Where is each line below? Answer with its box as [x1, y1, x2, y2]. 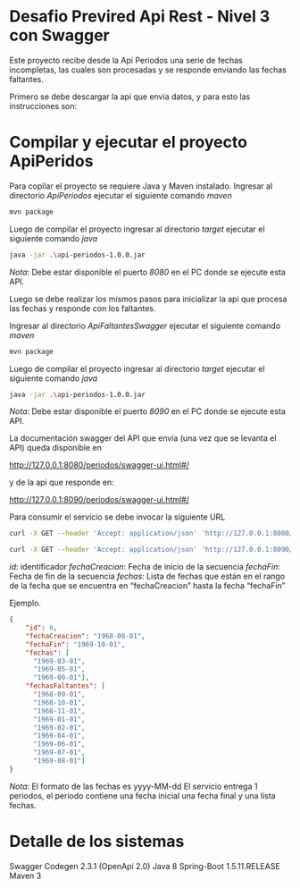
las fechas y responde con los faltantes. [9, 302, 156, 314]
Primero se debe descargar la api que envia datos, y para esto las [9, 91, 251, 102]
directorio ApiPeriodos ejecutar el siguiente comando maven [9, 190, 232, 200]
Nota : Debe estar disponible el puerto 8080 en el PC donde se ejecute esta [9, 266, 286, 277]
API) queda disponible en [9, 443, 103, 453]
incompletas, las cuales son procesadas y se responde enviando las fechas [9, 64, 287, 75]
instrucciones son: [9, 100, 78, 111]
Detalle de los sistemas [9, 831, 185, 851]
